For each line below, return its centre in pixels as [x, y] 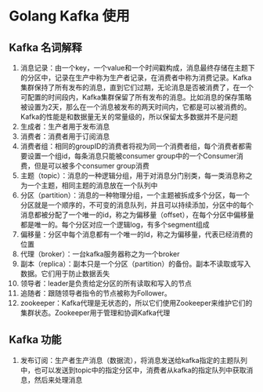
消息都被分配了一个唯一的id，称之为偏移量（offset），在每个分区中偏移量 [137, 215]
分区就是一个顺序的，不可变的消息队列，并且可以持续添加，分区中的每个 [137, 205]
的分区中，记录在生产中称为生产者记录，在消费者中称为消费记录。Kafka [136, 78]
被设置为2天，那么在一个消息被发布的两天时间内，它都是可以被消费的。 [135, 107]
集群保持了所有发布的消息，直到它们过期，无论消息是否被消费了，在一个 [137, 87]
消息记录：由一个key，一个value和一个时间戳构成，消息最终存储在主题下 [137, 68]
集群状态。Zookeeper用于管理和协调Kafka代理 [95, 313]
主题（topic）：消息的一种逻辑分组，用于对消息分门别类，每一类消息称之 [136, 176]
